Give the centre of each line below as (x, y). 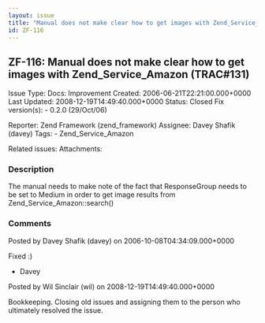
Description (31, 169)
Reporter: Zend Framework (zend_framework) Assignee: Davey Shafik (122, 125)
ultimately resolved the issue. (56, 310)
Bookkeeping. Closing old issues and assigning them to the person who (124, 302)
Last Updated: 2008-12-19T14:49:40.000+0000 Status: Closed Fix (116, 102)
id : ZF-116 (26, 30)
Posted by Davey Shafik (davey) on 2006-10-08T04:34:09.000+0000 (121, 240)
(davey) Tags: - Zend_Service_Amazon (71, 134)
